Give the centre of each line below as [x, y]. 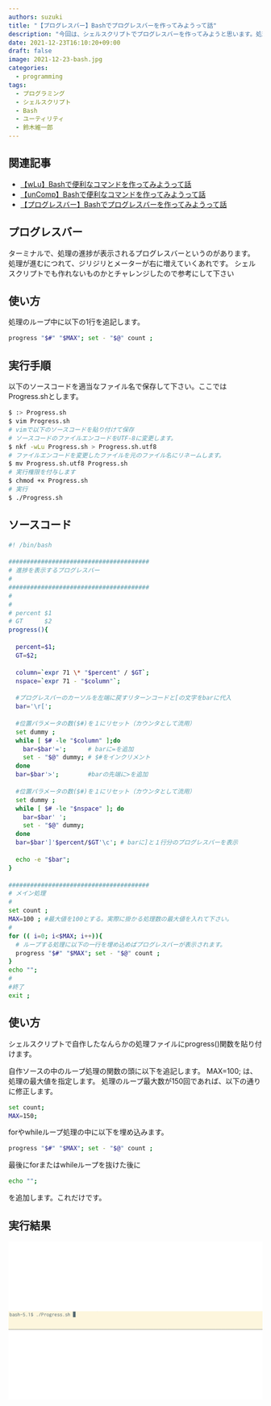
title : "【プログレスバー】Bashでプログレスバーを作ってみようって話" [113, 25]
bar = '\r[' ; [34, 707]
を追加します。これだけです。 [57, 1198]
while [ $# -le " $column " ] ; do [68, 740]
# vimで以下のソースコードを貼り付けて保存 [71, 430]
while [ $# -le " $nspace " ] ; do [70, 809]
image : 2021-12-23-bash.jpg [56, 60]
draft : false [30, 51]
